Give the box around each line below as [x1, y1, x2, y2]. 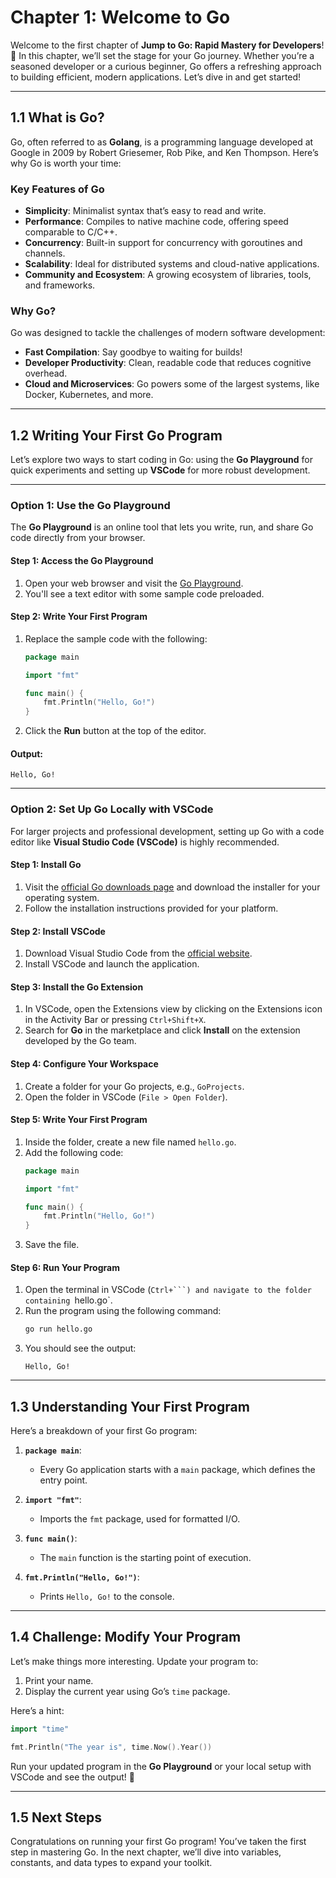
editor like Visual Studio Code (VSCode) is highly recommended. [10, 836, 280, 848]
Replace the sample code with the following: [24, 632, 208, 645]
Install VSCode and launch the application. [24, 958, 200, 970]
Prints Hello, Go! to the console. [39, 1591, 175, 1603]
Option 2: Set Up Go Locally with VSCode [10, 802, 214, 816]
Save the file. [24, 1239, 80, 1251]
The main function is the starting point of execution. [39, 1552, 252, 1564]
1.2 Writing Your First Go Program [10, 427, 223, 444]
